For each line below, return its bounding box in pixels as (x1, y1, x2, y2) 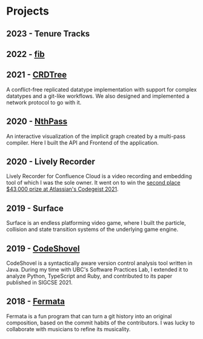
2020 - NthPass (6, 117, 68, 127)
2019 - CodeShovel (6, 243, 80, 253)
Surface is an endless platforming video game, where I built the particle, (6, 219, 186, 227)
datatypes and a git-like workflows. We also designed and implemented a (6, 92, 190, 100)
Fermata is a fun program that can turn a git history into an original (6, 312, 172, 320)
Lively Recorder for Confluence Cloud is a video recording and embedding (6, 173, 192, 180)
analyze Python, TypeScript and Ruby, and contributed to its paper (6, 272, 173, 280)
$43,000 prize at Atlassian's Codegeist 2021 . (6, 185, 119, 193)
